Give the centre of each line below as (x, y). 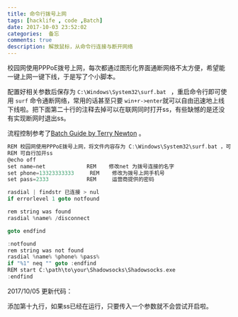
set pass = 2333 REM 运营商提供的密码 (81, 180)
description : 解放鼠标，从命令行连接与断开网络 (70, 47)
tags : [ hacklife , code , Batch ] (55, 21)
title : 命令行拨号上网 (37, 14)
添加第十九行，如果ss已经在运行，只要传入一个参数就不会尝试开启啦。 (110, 306)
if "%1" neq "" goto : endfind (52, 264)
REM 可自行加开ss (30, 153)
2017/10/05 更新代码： (40, 291)
